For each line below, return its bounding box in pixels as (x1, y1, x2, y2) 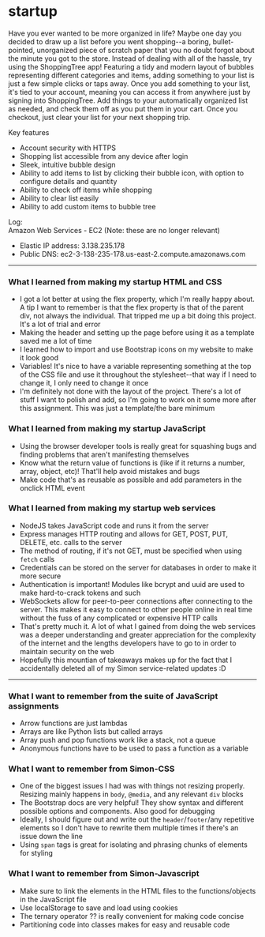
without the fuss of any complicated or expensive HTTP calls (19, 613, 218, 623)
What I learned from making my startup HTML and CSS (8, 276, 222, 287)
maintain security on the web (19, 646, 114, 656)
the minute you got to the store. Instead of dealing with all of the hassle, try (8, 54, 252, 63)
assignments (8, 700, 59, 711)
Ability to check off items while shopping (19, 185, 152, 194)
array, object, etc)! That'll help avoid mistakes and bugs (19, 466, 200, 476)
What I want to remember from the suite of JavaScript (8, 691, 218, 702)
